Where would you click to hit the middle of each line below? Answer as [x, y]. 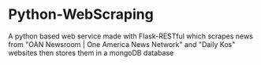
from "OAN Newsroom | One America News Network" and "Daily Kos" [122, 44]
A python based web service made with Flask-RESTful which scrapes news [131, 36]
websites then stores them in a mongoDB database [91, 52]
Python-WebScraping [81, 14]
